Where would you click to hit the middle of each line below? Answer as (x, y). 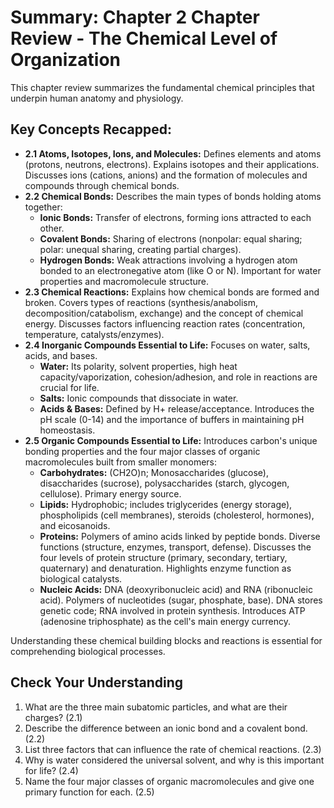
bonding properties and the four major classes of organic (142, 451)
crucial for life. (69, 387)
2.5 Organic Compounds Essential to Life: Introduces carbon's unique (171, 440)
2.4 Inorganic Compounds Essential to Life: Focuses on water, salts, (167, 345)
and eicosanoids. (75, 525)
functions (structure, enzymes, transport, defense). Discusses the (175, 547)
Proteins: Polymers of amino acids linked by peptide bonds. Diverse (180, 536)
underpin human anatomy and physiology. (97, 98)
